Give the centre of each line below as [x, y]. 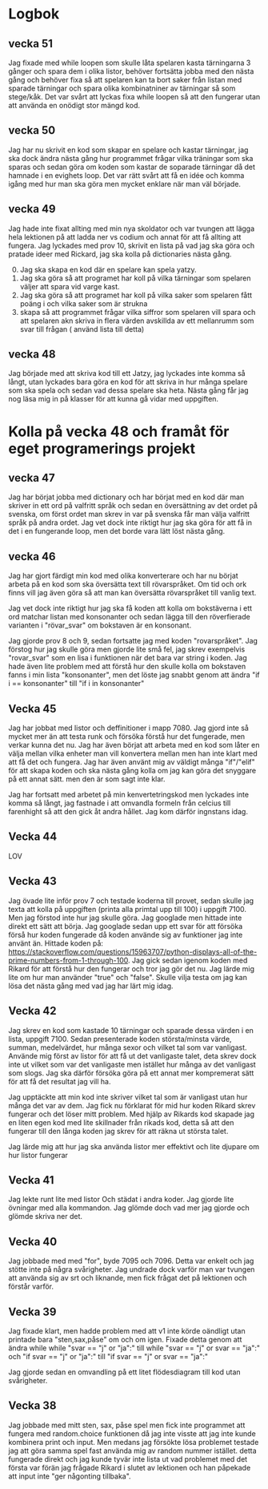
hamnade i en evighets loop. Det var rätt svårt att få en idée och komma [126, 175]
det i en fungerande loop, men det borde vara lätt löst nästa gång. [117, 531]
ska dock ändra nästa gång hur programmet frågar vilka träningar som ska [131, 158]
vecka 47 [32, 478]
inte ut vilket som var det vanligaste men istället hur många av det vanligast [132, 1064]
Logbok [34, 14]
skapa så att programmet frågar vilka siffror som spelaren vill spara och [138, 312]
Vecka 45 [32, 709]
